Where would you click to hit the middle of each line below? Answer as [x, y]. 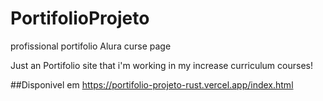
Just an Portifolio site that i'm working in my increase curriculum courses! [161, 65]
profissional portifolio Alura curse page [91, 46]
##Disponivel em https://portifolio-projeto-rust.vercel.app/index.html [152, 84]
